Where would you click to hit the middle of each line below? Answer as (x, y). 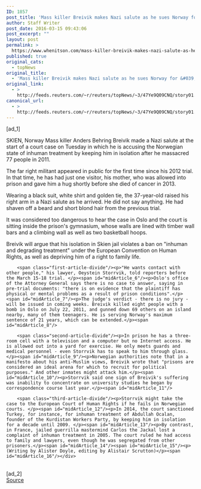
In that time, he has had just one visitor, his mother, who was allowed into (96, 178)
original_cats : (25, 62)
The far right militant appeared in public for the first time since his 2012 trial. (100, 171)
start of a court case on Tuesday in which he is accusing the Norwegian (95, 147)
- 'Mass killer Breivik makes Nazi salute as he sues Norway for (95, 78)
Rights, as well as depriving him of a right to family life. (74, 257)
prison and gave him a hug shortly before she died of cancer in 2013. (91, 184)
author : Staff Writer (33, 23)
